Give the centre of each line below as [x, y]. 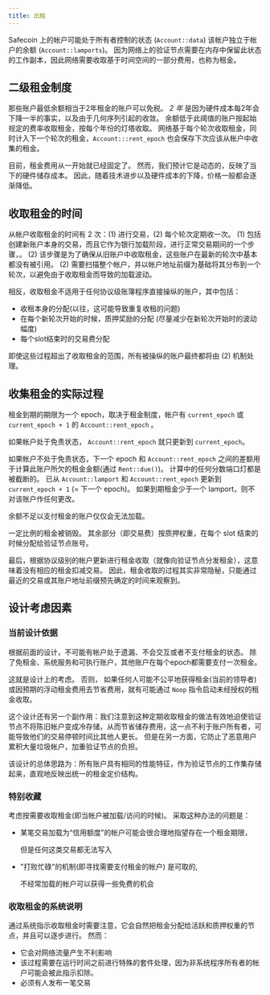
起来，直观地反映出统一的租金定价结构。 [75, 773]
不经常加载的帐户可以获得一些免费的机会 [87, 884]
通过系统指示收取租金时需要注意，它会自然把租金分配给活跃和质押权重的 [128, 926]
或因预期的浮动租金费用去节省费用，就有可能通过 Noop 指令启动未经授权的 [130, 689]
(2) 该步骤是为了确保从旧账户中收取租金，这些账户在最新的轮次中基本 [143, 255]
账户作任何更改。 [50, 499]
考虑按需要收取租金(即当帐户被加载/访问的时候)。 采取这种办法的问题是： [129, 816]
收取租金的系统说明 [45, 907]
